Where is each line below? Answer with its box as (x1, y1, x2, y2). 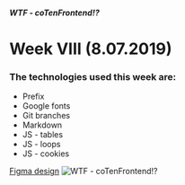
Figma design (9, 166, 60, 177)
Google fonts (22, 101, 71, 111)
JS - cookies (22, 148, 70, 159)
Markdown (22, 119, 63, 130)
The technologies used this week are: (9, 70, 177, 83)
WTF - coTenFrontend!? (9, 7, 101, 18)
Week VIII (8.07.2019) (9, 39, 172, 58)
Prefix (22, 91, 45, 102)
